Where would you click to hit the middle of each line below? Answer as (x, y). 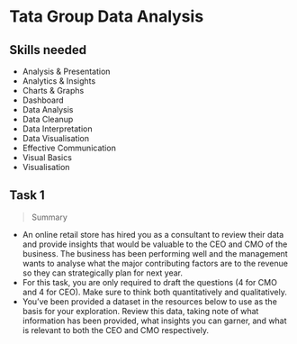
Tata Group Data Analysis (107, 17)
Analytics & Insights (59, 81)
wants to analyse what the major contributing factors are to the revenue (155, 263)
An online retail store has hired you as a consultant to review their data (153, 234)
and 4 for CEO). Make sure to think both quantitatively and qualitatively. (155, 292)
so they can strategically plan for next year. (102, 273)
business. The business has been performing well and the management (155, 253)
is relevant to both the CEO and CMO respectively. (116, 330)
